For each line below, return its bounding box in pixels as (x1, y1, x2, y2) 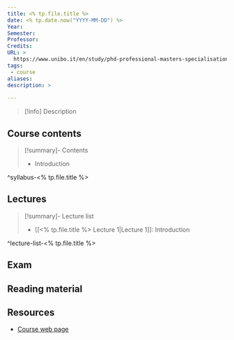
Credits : (7, 43, 33, 50)
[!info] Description (24, 108, 77, 116)
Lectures (7, 193, 47, 205)
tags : (7, 62, 23, 69)
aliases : (7, 75, 33, 82)
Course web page (17, 325, 69, 334)
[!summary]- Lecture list (24, 212, 94, 220)
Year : (7, 23, 23, 30)
